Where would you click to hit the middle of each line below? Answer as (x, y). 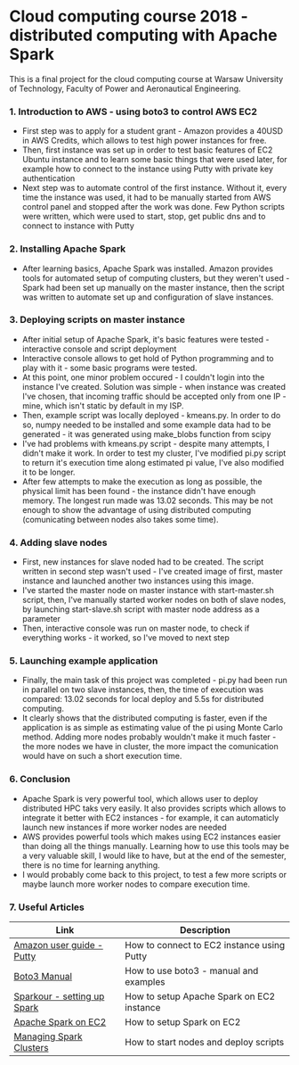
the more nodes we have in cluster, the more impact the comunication (150, 747)
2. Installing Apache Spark (68, 249)
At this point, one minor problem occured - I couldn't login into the (143, 377)
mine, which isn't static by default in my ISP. (103, 405)
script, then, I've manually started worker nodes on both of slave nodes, (154, 600)
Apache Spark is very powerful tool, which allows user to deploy (140, 798)
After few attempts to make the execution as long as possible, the (142, 481)
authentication (48, 178)
